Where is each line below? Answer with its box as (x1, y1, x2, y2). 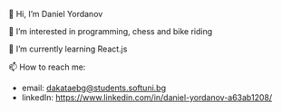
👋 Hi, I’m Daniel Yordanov (8, 9, 103, 19)
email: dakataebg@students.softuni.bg (21, 82, 167, 93)
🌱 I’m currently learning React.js (8, 43, 128, 54)
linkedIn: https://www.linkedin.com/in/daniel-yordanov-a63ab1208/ (21, 92, 273, 103)
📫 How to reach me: (8, 61, 86, 72)
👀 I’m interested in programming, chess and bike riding (8, 26, 213, 36)
